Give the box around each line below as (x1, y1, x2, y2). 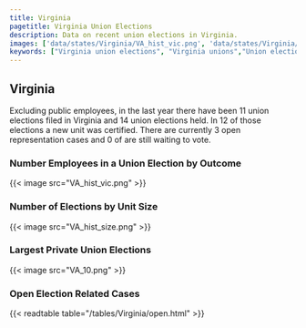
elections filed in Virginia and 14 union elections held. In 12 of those (9, 115, 261, 126)
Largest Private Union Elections (9, 243, 152, 256)
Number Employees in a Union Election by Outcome (9, 157, 242, 169)
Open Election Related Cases (9, 287, 140, 300)
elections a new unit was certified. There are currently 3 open (9, 124, 241, 135)
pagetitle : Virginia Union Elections (9, 22, 153, 31)
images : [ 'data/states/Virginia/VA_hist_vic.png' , (9, 38, 206, 48)
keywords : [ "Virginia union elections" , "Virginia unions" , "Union (9, 47, 267, 56)
